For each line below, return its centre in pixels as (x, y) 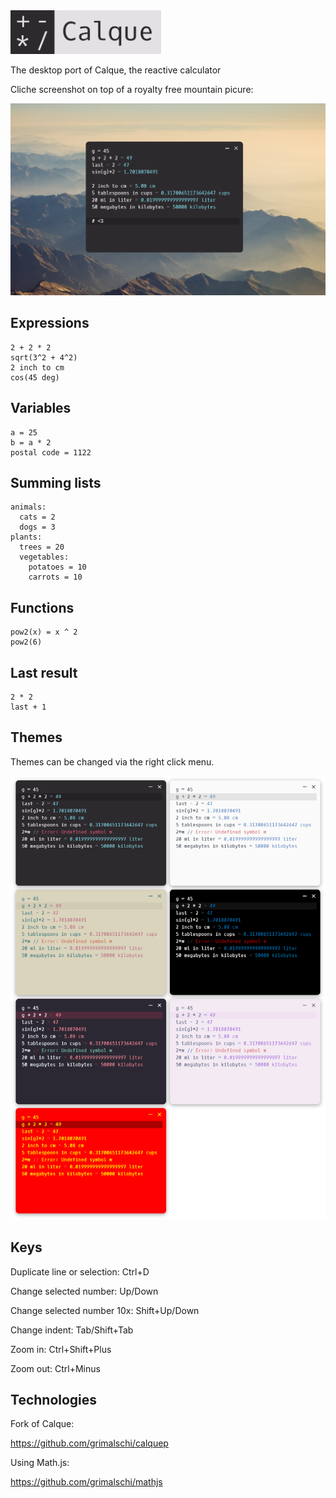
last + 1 (28, 707)
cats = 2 (37, 517)
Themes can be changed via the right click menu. (112, 761)
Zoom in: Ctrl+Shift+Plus (61, 1349)
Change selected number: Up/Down (84, 1291)
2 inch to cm (37, 367)
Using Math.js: (40, 1463)
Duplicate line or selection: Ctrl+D (80, 1271)
